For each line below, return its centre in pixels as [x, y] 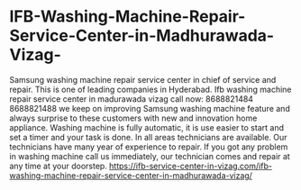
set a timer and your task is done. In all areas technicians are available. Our [148, 137]
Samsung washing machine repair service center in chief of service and [143, 79]
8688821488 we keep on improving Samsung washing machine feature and [150, 108]
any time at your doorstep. [59, 166]
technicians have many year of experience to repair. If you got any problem [149, 147]
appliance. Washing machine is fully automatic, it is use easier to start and [146, 127]
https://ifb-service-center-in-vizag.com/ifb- [191, 166]
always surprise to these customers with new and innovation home [133, 118]
